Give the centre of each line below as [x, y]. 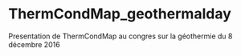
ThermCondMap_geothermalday [120, 14]
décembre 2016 [34, 44]
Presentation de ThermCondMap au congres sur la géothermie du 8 [120, 36]
